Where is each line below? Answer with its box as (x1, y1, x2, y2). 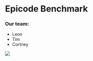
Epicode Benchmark (5, 3, 88, 14)
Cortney (12, 42, 29, 48)
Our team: (5, 21, 29, 27)
